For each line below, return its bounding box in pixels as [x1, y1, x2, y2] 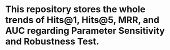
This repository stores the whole [5, 4, 146, 15]
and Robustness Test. [5, 36, 99, 47]
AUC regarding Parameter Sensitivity [5, 25, 165, 36]
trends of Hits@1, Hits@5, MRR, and [5, 14, 159, 26]
